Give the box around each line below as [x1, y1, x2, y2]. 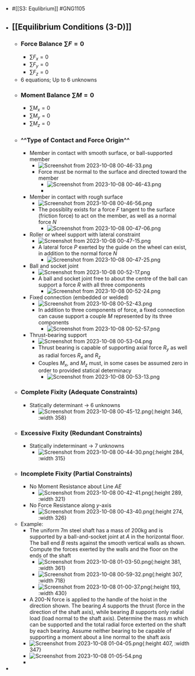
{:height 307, [151, 571, 183, 578]
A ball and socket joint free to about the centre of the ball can [38, 275, 188, 282]
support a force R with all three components [38, 281, 146, 288]
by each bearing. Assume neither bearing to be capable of [29, 628, 172, 635]
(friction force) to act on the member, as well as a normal [38, 212, 177, 219]
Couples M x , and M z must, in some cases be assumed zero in [38, 359, 188, 368]
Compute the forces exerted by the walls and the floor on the [29, 546, 178, 553]
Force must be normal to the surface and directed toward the [38, 168, 187, 175]
